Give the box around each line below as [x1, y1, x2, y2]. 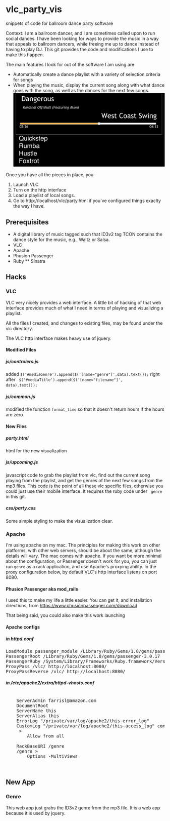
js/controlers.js [6, 358, 39, 364]
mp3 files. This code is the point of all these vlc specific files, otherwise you [6, 483, 163, 489]
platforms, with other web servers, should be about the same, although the [6, 548, 161, 554]
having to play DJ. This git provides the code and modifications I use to [6, 46, 153, 52]
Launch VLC [13, 181, 39, 188]
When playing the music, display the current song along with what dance [13, 82, 165, 88]
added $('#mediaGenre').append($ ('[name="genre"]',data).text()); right [6, 371, 160, 377]
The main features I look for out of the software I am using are [6, 61, 135, 67]
